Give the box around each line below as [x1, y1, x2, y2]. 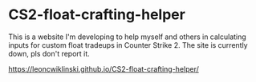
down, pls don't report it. [8, 49, 90, 58]
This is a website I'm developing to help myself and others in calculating [8, 32, 246, 41]
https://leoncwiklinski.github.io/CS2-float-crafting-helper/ [8, 64, 199, 73]
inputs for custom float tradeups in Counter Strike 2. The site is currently [8, 40, 248, 49]
